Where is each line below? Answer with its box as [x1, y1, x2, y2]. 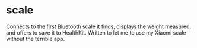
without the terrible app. [6, 35, 65, 42]
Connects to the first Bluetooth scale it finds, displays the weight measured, [6, 23, 192, 30]
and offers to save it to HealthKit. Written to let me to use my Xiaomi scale [6, 29, 186, 36]
